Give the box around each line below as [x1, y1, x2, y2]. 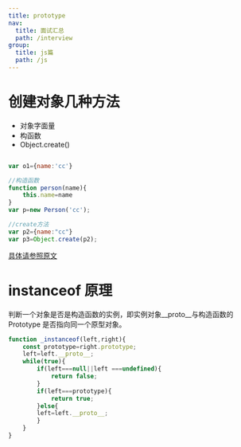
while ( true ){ [22, 358, 66, 366]
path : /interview [15, 33, 73, 42]
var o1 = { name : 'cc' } [8, 162, 73, 170]
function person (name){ [8, 184, 87, 192]
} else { [37, 402, 59, 410]
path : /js [15, 57, 48, 65]
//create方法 [8, 221, 49, 229]
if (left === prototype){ [37, 387, 112, 395]
